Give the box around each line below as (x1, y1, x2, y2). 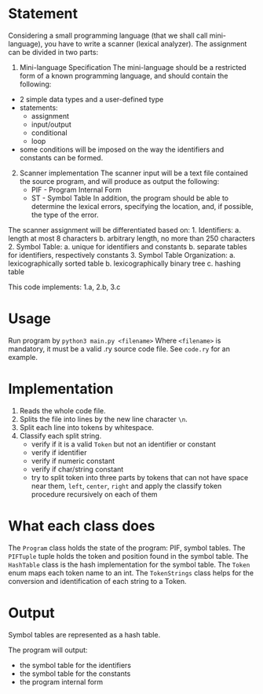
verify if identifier (31, 447, 88, 457)
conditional (31, 127, 68, 138)
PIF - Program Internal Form (31, 185, 122, 194)
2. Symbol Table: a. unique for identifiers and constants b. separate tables (8, 241, 247, 252)
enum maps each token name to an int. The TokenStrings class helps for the (8, 567, 254, 578)
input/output (31, 119, 72, 129)
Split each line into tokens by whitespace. (19, 422, 155, 432)
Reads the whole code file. (19, 406, 106, 415)
